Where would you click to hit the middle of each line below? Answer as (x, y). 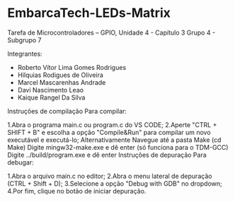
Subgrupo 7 (24, 40)
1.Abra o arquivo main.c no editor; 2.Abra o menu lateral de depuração (110, 176)
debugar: (21, 162)
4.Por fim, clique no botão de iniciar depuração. (77, 191)
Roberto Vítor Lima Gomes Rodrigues (72, 67)
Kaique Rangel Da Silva (51, 97)
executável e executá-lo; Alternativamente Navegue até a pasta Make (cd (114, 140)
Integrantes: (25, 54)
